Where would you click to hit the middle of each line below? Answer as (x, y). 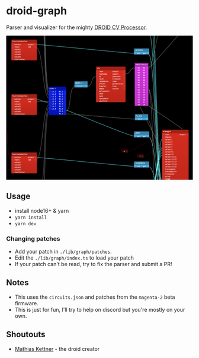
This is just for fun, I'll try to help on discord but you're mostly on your (100, 309)
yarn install (31, 218)
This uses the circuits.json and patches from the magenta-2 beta (95, 297)
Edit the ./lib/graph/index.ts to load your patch (74, 258)
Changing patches (33, 238)
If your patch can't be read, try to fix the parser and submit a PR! (93, 264)
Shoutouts (26, 335)
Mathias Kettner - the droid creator (57, 349)
